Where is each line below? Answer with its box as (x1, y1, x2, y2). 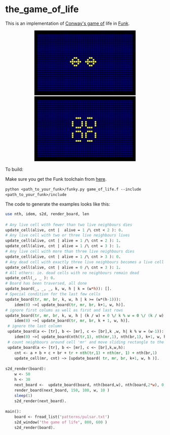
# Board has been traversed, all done (5, 281, 87, 286)
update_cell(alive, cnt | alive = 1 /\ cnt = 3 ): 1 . (5, 244, 121, 249)
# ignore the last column (7, 324, 62, 329)
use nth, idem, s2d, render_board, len (5, 211, 90, 216)
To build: (5, 166, 24, 172)
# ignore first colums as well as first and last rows (5, 307, 123, 312)
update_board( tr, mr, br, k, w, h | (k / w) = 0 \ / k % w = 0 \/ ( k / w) (5, 313, 164, 318)
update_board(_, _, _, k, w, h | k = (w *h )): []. (5, 286, 112, 292)
